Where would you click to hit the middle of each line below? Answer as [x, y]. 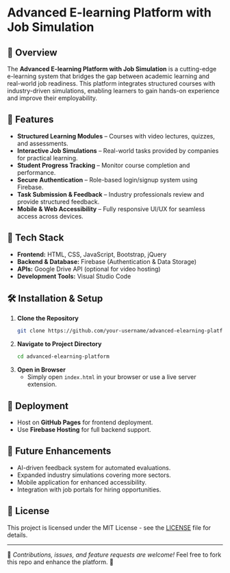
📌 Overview [32, 52]
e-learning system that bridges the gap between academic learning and [108, 76]
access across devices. [50, 216]
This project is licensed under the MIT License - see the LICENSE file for [109, 527]
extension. [42, 385]
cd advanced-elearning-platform [63, 357]
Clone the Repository [48, 318]
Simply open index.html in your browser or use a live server [112, 377]
